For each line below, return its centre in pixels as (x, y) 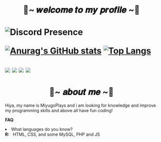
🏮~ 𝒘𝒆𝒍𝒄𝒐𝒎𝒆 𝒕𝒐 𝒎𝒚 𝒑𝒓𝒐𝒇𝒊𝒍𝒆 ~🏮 (81, 10)
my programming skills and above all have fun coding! (59, 111)
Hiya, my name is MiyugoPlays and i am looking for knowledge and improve (80, 105)
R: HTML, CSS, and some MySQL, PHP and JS (53, 134)
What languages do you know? (42, 129)
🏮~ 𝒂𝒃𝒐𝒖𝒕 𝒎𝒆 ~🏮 (81, 92)
